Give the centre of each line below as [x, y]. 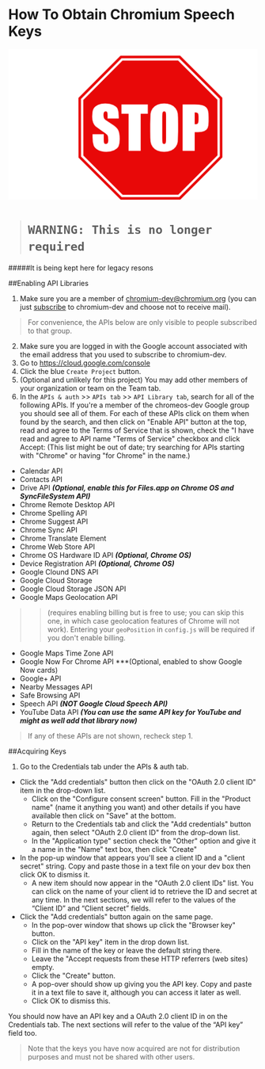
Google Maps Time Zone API [66, 653]
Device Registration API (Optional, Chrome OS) [97, 563]
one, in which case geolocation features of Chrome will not [143, 621]
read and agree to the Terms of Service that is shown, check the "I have [137, 430]
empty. [43, 968]
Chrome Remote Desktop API [67, 505]
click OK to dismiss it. [55, 875]
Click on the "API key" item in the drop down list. [110, 942]
